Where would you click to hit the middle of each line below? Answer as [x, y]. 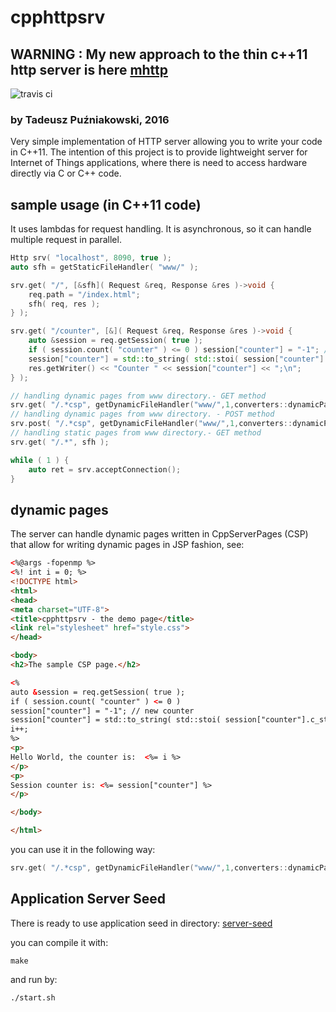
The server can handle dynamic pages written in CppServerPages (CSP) [159, 534]
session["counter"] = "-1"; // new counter [102, 711]
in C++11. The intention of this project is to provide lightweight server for [159, 152]
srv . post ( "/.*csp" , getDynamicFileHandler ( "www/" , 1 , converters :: [151, 424]
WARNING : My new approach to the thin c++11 [159, 54]
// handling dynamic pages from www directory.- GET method [138, 396]
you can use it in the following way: [83, 850]
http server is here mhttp [89, 69]
